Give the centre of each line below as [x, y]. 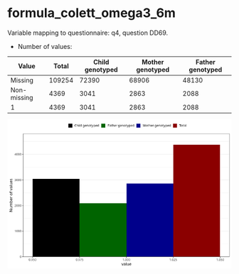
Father [205, 62]
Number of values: [45, 46]
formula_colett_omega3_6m [92, 13]
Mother [153, 62]
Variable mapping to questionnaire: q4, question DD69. [88, 33]
